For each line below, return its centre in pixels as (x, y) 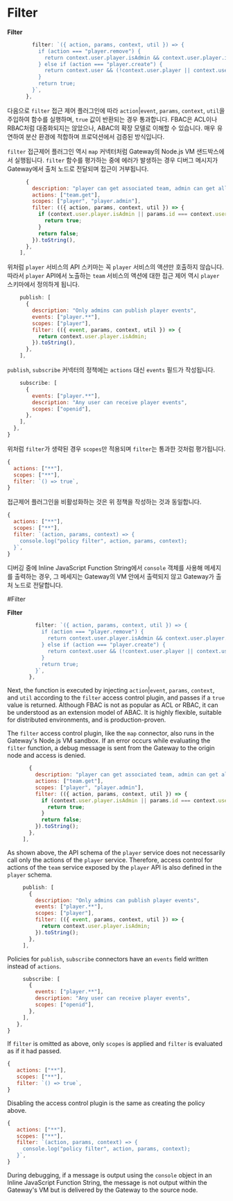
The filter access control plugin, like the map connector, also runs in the (111, 734)
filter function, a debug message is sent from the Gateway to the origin (111, 748)
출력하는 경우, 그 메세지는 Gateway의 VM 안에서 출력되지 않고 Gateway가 (114, 577)
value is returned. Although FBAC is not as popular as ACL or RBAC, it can (113, 705)
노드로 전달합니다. (38, 586)
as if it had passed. (34, 1051)
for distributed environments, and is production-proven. (87, 720)
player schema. (29, 875)
